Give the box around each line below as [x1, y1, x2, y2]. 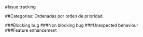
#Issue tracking [5, 4, 36, 9]
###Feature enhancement [5, 28, 57, 33]
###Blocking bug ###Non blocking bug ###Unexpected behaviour [5, 22, 139, 28]
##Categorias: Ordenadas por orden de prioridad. [5, 13, 104, 18]
